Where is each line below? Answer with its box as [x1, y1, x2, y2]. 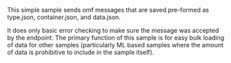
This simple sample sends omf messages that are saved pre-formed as [7, 6, 209, 14]
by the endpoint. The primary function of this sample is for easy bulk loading [7, 34, 225, 42]
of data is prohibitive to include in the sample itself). [7, 48, 154, 56]
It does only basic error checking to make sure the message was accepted [7, 27, 219, 34]
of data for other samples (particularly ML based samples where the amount [7, 41, 224, 49]
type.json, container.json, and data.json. [7, 13, 121, 21]
